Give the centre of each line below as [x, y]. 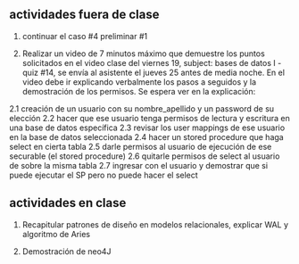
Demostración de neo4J [66, 251]
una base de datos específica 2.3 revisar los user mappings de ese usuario [147, 128]
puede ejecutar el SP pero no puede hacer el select [104, 175]
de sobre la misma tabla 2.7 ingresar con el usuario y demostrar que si [139, 165]
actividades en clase [68, 203]
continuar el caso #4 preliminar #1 [85, 36]
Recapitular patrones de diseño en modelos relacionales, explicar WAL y [155, 224]
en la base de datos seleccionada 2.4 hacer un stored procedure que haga [146, 136]
